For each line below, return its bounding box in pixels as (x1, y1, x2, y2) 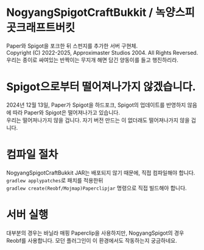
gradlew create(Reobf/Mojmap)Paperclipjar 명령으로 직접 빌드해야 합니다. (6, 184, 187, 191)
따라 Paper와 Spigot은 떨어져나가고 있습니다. (12, 109, 121, 116)
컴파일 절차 (6, 148, 58, 162)
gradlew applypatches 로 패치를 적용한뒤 (6, 176, 104, 184)
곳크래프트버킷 (6, 21, 76, 35)
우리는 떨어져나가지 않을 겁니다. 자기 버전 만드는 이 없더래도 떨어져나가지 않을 (6, 116, 190, 124)
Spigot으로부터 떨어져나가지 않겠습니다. (6, 80, 196, 94)
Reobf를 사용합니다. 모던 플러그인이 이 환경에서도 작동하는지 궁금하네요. (6, 237, 178, 244)
